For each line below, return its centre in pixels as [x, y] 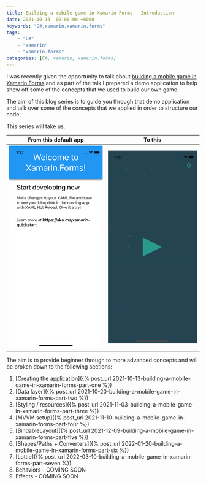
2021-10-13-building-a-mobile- [152, 378]
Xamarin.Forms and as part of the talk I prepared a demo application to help [102, 83]
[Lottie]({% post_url [40, 456]
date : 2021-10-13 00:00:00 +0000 [51, 19]
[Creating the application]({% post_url [63, 378]
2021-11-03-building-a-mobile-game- [147, 404]
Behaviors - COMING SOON [50, 470]
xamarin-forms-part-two [46, 398]
